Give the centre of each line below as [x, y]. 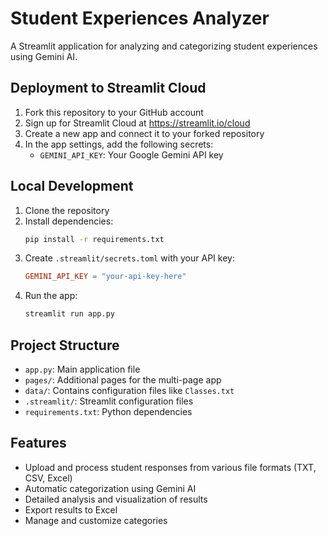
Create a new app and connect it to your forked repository [144, 133]
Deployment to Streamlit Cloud [108, 88]
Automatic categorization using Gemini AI [110, 488]
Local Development [72, 186]
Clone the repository [67, 210]
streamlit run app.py [69, 314]
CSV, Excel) [48, 478]
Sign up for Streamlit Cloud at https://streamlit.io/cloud [137, 123]
